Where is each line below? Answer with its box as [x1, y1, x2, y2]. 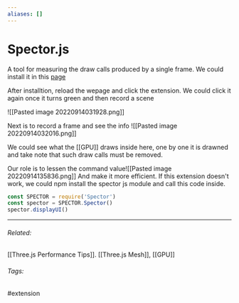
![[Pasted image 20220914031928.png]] [7, 108, 124, 116]
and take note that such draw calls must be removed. [7, 150, 164, 159]
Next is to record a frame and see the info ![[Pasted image [7, 121, 178, 130]
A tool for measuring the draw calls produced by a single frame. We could [7, 65, 224, 73]
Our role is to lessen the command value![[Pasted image [7, 164, 172, 173]
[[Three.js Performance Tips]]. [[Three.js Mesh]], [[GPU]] [7, 250, 176, 259]
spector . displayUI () [7, 206, 69, 214]
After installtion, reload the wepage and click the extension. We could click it [7, 86, 231, 95]
